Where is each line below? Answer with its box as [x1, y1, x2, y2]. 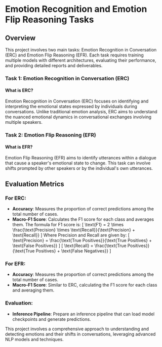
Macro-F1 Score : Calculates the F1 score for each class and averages [12, 216, 154, 222]
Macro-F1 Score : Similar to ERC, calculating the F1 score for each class [12, 282, 158, 288]
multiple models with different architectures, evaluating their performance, [5, 57, 157, 63]
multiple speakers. [5, 119, 43, 125]
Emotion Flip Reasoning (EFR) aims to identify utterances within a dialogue [5, 155, 157, 161]
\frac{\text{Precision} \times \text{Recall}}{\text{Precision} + [12, 227, 135, 233]
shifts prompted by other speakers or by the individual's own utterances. [5, 165, 153, 171]
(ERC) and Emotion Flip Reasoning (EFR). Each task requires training [5, 52, 144, 58]
